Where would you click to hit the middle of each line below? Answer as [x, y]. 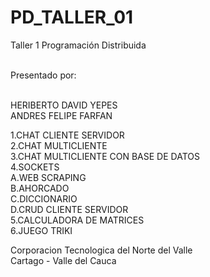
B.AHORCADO [40, 188]
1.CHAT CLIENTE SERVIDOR [67, 135]
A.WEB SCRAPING [48, 177]
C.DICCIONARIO [44, 198]
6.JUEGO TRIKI [41, 230]
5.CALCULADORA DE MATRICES [77, 220]
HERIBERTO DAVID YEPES [64, 105]
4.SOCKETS [35, 167]
